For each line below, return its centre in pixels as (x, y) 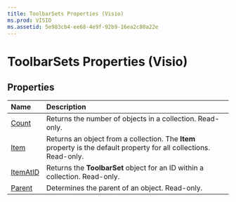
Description (66, 107)
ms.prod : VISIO (29, 20)
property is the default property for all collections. (128, 148)
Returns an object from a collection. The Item (120, 139)
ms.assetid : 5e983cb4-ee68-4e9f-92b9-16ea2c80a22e (83, 27)
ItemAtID (25, 173)
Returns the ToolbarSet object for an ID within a (125, 168)
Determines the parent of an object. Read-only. (124, 188)
